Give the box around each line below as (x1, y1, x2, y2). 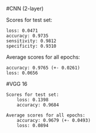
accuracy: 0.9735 (6, 33, 49, 39)
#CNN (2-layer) (6, 5, 44, 12)
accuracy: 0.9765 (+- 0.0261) (6, 65, 81, 71)
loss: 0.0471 (6, 28, 38, 34)
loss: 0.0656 (6, 70, 38, 76)
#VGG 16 (6, 81, 28, 87)
